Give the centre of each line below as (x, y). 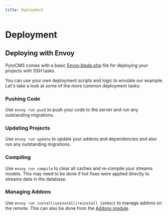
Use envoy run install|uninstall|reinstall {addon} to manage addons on (83, 203)
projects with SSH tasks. (31, 70)
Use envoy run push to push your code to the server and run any (72, 110)
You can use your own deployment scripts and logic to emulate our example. (84, 80)
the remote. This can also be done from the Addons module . (67, 208)
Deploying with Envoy (40, 53)
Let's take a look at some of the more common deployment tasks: (73, 85)
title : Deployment (24, 10)
